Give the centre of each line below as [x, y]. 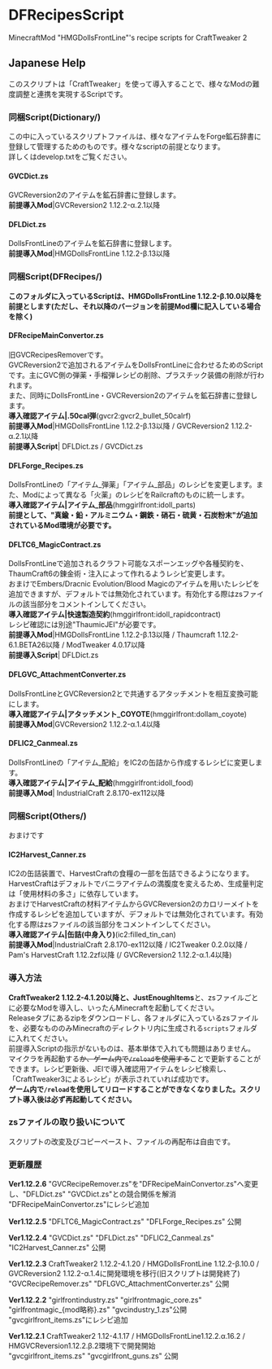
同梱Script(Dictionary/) [55, 117]
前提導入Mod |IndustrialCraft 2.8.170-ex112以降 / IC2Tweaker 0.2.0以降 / [128, 945]
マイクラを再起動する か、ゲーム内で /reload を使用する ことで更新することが [135, 1058]
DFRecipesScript [66, 15]
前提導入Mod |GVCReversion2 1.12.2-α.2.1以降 [84, 205]
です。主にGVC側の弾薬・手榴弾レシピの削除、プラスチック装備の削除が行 [133, 375]
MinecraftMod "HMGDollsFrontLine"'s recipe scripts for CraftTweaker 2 [128, 37]
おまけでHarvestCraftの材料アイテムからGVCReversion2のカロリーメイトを [134, 904]
